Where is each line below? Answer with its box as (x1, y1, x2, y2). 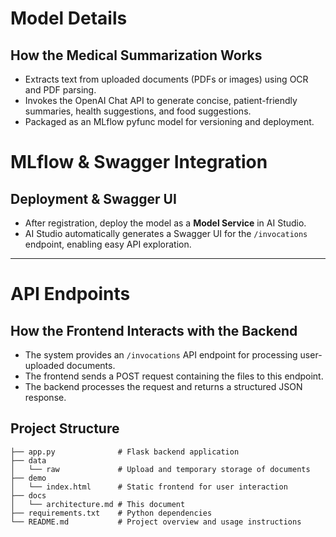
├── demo (10, 473, 47, 483)
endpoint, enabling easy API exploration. (24, 238, 192, 250)
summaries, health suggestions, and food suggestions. (24, 105, 252, 117)
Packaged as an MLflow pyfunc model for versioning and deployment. (24, 116, 315, 127)
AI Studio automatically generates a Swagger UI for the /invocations (24, 228, 308, 239)
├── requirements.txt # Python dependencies (10, 508, 213, 518)
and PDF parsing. (24, 84, 97, 96)
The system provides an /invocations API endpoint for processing (24, 349, 298, 361)
